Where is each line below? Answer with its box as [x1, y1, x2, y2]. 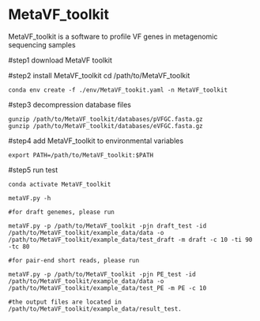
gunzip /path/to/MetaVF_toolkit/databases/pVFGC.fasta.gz [8, 115, 203, 123]
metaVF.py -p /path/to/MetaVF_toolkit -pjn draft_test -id [8, 221, 207, 230]
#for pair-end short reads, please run [8, 256, 140, 264]
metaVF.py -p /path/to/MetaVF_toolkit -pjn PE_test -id [8, 270, 196, 278]
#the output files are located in [8, 298, 122, 306]
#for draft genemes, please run [8, 208, 115, 216]
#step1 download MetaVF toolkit [8, 55, 113, 65]
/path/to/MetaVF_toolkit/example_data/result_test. [8, 304, 182, 313]
